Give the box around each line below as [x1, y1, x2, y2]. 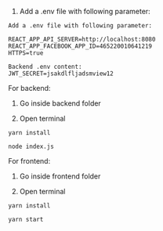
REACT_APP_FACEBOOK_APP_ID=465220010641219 [8, 42, 153, 50]
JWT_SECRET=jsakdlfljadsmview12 [8, 70, 114, 78]
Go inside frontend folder [19, 171, 101, 181]
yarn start [8, 215, 44, 223]
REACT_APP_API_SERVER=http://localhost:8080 [8, 35, 156, 43]
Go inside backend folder [19, 99, 102, 108]
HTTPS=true [8, 49, 44, 57]
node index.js [8, 143, 55, 150]
